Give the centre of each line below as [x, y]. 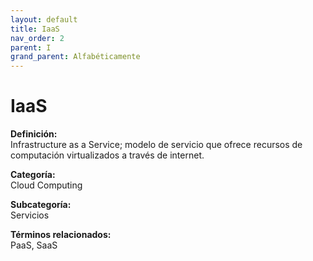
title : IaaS [35, 29]
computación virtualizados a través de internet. [107, 155]
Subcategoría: [41, 205]
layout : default [44, 19]
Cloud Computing [46, 185]
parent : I [31, 47]
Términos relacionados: [61, 235]
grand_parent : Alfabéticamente [75, 57]
